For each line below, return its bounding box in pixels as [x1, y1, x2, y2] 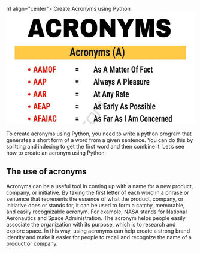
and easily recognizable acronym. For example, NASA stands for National [6, 208, 187, 215]
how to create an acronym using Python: [6, 149, 107, 156]
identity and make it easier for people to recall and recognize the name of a [6, 233, 192, 240]
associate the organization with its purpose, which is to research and [6, 221, 176, 228]
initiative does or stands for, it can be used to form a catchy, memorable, [6, 201, 185, 209]
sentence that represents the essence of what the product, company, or [6, 195, 184, 203]
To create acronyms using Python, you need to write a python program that [6, 130, 192, 137]
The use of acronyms [6, 167, 87, 177]
